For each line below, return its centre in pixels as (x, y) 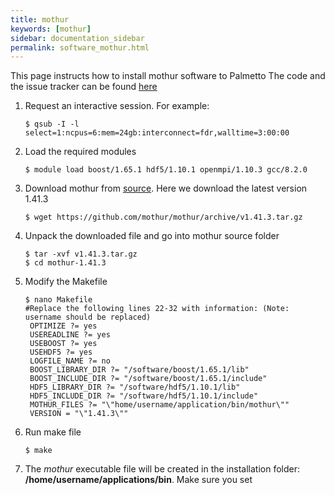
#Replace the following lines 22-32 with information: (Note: (157, 309)
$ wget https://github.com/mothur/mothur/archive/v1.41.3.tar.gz (163, 217)
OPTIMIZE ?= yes (63, 326)
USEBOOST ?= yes (63, 344)
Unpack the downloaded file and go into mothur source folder (152, 236)
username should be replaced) (88, 317)
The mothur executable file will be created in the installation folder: (162, 469)
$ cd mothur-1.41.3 (65, 263)
